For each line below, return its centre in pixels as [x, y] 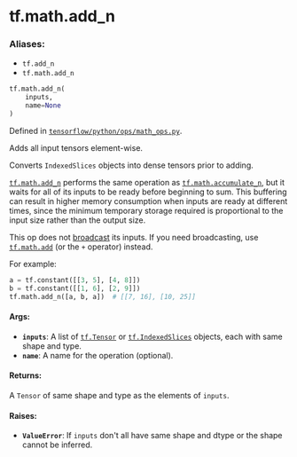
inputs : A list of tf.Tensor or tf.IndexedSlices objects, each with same [152, 336]
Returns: [26, 375]
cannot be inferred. [57, 445]
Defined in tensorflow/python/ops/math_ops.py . [96, 130]
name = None [43, 106]
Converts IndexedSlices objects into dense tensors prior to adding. [132, 165]
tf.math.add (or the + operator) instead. [81, 247]
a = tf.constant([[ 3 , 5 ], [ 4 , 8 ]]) [75, 280]
